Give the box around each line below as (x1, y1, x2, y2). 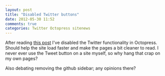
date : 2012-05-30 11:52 (5, 16, 55, 21)
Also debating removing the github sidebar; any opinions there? (5, 65, 136, 71)
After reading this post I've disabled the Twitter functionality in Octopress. (5, 39, 157, 45)
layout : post (5, 7, 32, 12)
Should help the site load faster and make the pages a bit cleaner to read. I (5, 45, 159, 51)
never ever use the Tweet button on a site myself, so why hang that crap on (5, 50, 160, 56)
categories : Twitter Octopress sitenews (5, 26, 91, 31)
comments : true (5, 21, 37, 26)
